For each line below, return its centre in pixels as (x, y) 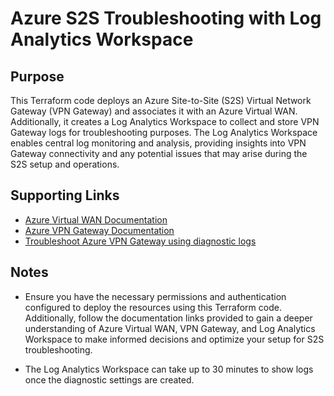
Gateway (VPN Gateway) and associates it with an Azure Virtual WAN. (154, 111)
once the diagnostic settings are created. (109, 379)
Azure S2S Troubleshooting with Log (166, 18)
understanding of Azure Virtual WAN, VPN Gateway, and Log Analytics (170, 328)
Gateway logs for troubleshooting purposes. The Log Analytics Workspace (164, 132)
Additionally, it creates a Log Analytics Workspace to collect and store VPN (165, 121)
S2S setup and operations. (65, 164)
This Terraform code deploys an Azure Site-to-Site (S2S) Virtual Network (161, 100)
